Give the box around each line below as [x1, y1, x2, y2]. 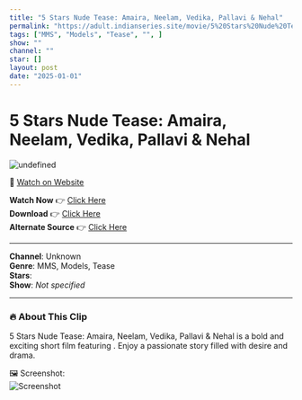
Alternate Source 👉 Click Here [9, 221, 128, 232]
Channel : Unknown [9, 251, 82, 262]
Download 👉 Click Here [9, 208, 101, 218]
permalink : [9, 22, 50, 31]
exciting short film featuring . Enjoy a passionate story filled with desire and [9, 340, 289, 351]
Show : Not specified [9, 280, 85, 290]
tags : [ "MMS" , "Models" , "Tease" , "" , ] [9, 30, 164, 39]
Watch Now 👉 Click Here [9, 194, 106, 205]
